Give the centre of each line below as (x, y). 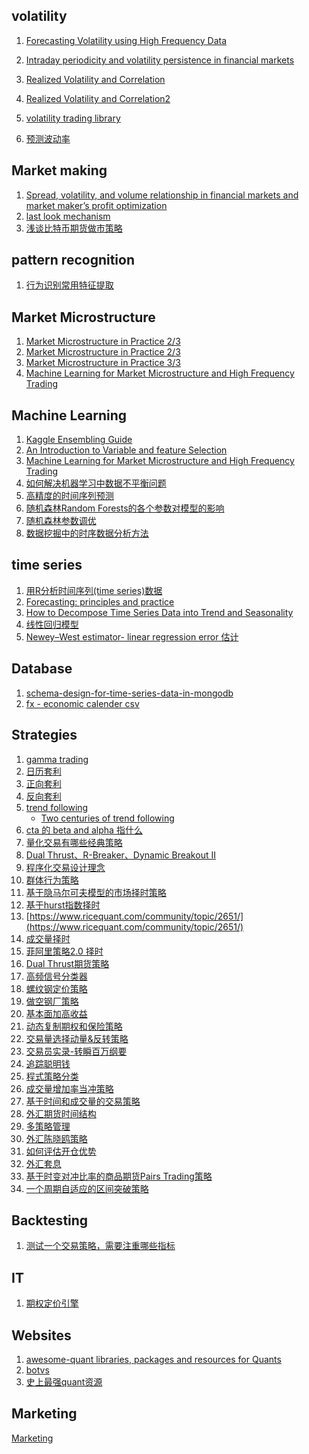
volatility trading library (73, 118)
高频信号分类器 (56, 976)
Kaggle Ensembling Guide (79, 440)
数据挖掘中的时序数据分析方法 (87, 533)
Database (42, 669)
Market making (59, 170)
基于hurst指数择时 (63, 905)
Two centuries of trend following (107, 818)
